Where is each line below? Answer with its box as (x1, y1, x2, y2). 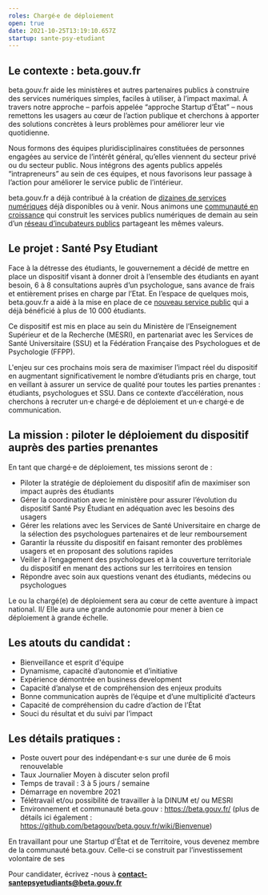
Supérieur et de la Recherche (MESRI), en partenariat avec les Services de (8, 330, 254, 340)
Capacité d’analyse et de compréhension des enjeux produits (19, 683, 222, 693)
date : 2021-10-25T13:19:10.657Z (8, 26, 116, 35)
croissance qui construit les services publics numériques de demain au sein (8, 210, 258, 220)
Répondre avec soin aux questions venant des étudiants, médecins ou (19, 572, 252, 581)
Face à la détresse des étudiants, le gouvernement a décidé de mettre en (8, 262, 250, 273)
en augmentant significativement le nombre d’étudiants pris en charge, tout (8, 371, 256, 380)
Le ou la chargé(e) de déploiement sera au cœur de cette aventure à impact (8, 596, 258, 605)
